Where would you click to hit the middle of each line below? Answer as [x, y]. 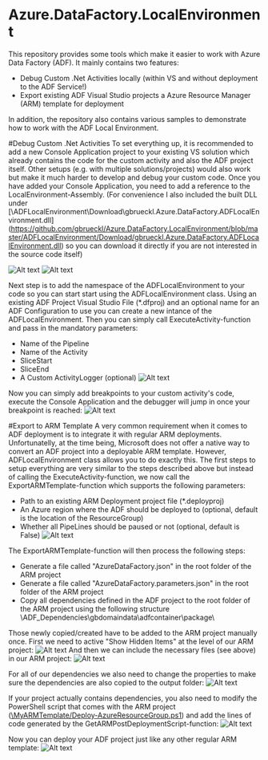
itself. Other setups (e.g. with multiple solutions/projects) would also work [130, 169]
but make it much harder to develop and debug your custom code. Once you [134, 177]
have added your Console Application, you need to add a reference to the [129, 185]
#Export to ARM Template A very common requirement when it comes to [128, 425]
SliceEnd [34, 369]
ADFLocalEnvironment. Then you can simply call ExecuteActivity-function [130, 319]
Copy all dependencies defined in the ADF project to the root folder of [135, 600]
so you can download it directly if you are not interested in [161, 246]
